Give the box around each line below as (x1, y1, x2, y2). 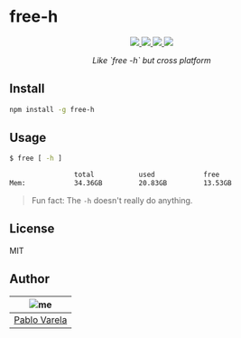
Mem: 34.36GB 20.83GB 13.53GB (9, 179, 232, 188)
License (9, 221, 55, 237)
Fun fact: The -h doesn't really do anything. (31, 195, 193, 206)
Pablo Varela (14, 314, 68, 326)
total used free (73, 170, 220, 180)
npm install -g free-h (9, 105, 95, 114)
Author (9, 271, 50, 286)
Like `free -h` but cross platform (91, 54, 212, 65)
